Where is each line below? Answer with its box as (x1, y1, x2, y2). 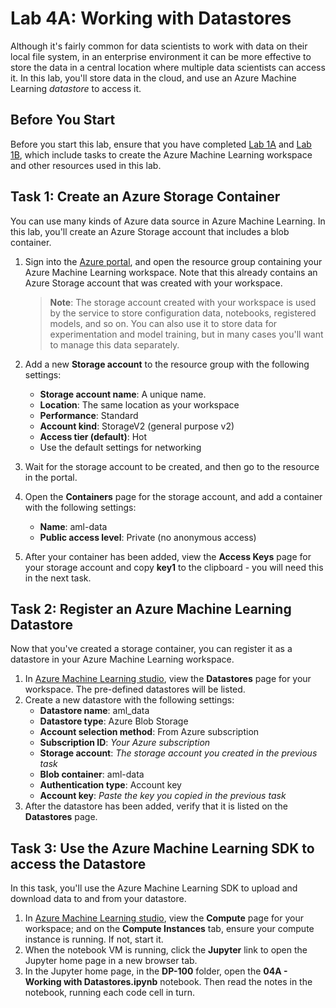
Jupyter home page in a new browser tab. (24, 955, 198, 967)
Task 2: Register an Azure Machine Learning (10, 600, 292, 617)
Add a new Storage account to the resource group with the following (24, 358, 310, 370)
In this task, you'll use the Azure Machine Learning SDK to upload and (10, 882, 298, 894)
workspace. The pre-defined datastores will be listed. (24, 683, 246, 696)
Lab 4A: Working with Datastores (10, 7, 292, 30)
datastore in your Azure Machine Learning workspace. (10, 653, 235, 666)
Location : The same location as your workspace (39, 398, 240, 411)
